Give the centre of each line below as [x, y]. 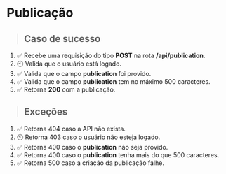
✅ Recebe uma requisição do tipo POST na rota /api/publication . [111, 55]
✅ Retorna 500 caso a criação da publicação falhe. [90, 163]
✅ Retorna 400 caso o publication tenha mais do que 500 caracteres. [118, 154]
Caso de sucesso [62, 39]
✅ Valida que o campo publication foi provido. [84, 74]
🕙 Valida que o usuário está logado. [69, 64]
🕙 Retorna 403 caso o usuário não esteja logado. [88, 137]
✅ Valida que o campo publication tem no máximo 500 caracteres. [114, 81]
